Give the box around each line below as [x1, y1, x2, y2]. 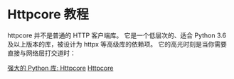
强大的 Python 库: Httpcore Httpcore [7, 63, 114, 72]
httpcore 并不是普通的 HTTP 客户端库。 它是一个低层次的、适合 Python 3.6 [7, 31, 226, 39]
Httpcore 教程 [7, 6, 89, 23]
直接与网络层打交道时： [7, 49, 76, 57]
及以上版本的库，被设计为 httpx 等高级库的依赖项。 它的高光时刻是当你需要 [7, 39, 228, 48]
